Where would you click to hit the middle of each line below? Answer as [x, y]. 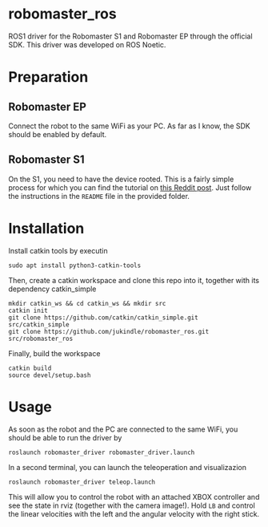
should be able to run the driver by [65, 437]
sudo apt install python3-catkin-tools [75, 266]
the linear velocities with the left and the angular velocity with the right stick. [134, 513]
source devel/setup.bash [50, 375]
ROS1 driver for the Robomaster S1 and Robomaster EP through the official [131, 36]
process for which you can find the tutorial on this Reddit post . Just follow [130, 187]
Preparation [48, 77]
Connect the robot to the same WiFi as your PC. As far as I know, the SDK [129, 126]
